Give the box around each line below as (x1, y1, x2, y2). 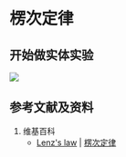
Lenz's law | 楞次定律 (36, 137, 117, 148)
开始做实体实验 (9, 47, 94, 63)
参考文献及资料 (9, 100, 94, 115)
